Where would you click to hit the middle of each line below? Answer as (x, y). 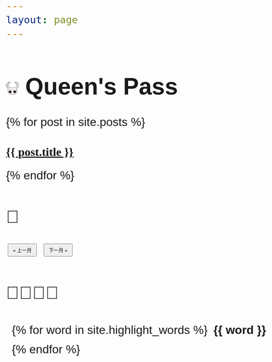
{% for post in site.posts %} (76, 122)
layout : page (42, 20)
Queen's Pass (101, 86)
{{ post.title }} (40, 152)
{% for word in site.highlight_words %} (110, 330)
